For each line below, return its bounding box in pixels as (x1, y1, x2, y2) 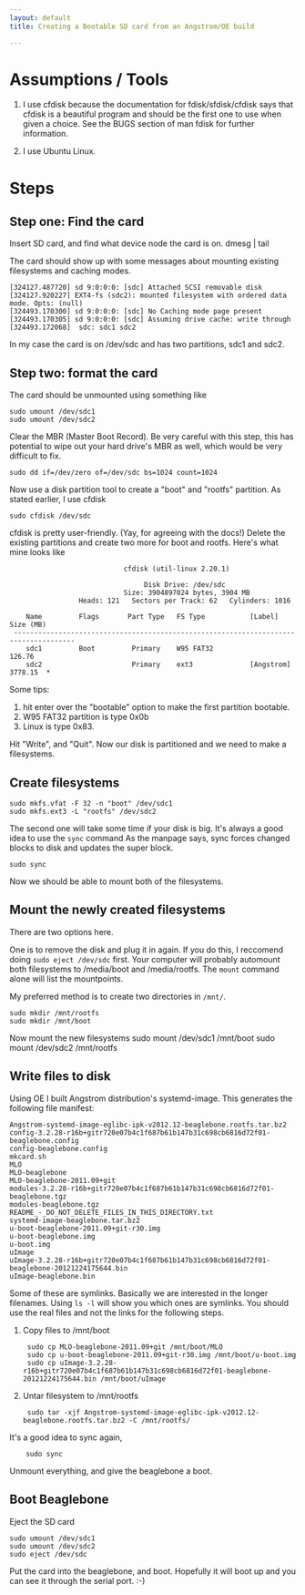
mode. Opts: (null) (9, 299, 84, 308)
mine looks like (9, 547, 66, 558)
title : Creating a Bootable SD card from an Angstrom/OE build (9, 22, 255, 31)
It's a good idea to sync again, (9, 1432, 123, 1443)
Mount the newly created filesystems (9, 902, 226, 918)
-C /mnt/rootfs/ (128, 1415, 191, 1425)
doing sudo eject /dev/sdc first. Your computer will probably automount (9, 953, 280, 964)
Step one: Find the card (9, 214, 145, 230)
